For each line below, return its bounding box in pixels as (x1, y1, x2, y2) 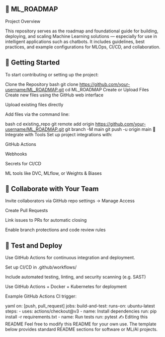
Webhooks (5, 151, 27, 157)
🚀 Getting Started (5, 58, 60, 67)
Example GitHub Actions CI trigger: (5, 293, 77, 300)
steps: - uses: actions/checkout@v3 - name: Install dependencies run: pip (5, 308, 157, 315)
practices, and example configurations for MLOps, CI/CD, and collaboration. (5, 43, 161, 50)
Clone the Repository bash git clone (5, 81, 79, 87)
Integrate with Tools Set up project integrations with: (5, 131, 113, 137)
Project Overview (5, 18, 41, 24)
